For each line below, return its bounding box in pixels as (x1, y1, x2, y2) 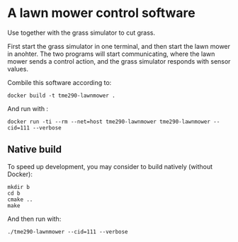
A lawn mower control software (7, 5, 196, 21)
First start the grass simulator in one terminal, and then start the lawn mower (7, 42, 231, 50)
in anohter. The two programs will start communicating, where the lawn (7, 50, 215, 58)
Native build (7, 144, 62, 156)
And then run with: (7, 214, 62, 223)
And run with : (7, 104, 48, 113)
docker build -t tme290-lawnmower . (7, 92, 115, 99)
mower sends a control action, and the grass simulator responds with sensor (7, 57, 231, 65)
